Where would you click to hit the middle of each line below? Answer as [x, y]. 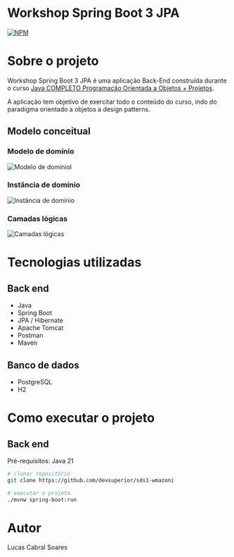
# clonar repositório [39, 474]
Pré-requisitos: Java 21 [40, 460]
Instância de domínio [44, 185]
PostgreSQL [35, 381]
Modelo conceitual [49, 131]
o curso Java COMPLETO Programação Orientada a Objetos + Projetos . [111, 88]
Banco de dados [43, 365]
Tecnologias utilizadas [74, 263]
